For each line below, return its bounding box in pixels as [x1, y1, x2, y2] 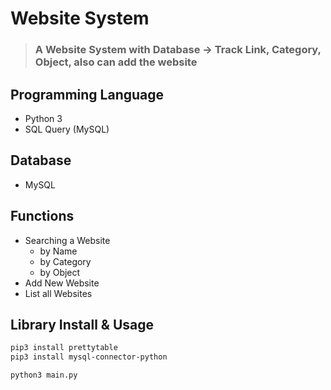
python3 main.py [10, 370, 78, 381]
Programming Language [10, 86, 165, 103]
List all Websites [24, 287, 93, 299]
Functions [10, 208, 75, 225]
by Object [39, 266, 81, 278]
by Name [39, 245, 78, 257]
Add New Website [24, 277, 100, 289]
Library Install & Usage [10, 316, 155, 333]
